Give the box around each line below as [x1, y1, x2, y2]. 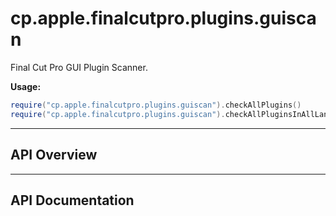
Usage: [10, 80, 42, 92]
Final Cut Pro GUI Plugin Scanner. [10, 61, 148, 73]
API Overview [10, 147, 98, 164]
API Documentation [10, 192, 135, 209]
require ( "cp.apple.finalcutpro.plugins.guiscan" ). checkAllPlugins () [10, 100, 302, 110]
